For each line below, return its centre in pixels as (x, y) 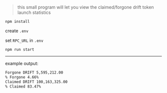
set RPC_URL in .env (24, 40)
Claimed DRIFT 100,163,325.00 (37, 82)
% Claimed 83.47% (23, 87)
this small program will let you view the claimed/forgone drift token (85, 7)
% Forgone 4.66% (22, 77)
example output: (22, 63)
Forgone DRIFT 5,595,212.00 (34, 73)
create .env (17, 31)
